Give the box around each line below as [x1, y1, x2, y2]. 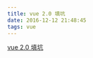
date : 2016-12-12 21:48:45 [7, 17, 87, 24]
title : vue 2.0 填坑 [7, 10, 66, 17]
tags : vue [7, 23, 37, 30]
